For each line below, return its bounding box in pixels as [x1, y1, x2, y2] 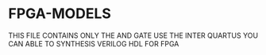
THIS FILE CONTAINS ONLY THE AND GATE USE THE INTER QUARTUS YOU [8, 31, 259, 40]
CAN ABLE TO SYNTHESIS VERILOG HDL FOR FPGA [8, 38, 179, 48]
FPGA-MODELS [8, 5, 111, 23]
